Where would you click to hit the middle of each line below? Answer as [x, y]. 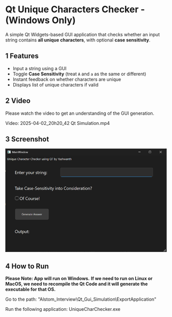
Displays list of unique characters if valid [56, 84]
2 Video [18, 101]
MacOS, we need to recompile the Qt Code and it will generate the [77, 284]
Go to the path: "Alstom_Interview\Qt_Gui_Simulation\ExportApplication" [81, 299]
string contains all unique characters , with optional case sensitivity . [78, 40]
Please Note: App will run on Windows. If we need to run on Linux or [79, 279]
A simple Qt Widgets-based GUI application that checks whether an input [83, 34]
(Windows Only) [40, 20]
